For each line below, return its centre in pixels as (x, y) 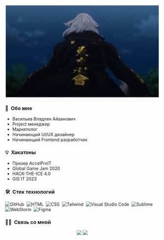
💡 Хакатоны (21, 152)
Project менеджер (31, 124)
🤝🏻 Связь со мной (28, 222)
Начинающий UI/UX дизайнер (43, 135)
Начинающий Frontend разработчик (50, 140)
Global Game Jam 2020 (36, 168)
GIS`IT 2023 (24, 179)
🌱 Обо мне (19, 108)
